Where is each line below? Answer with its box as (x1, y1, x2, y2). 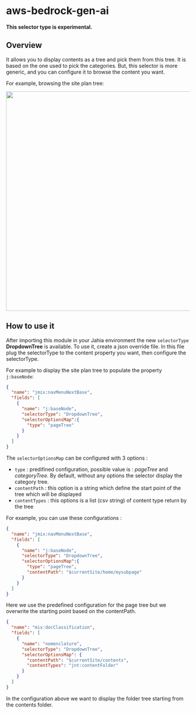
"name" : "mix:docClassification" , (11, 625, 95, 631)
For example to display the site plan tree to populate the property (6, 367, 162, 374)
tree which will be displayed (14, 491, 82, 498)
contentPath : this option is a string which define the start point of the (14, 484, 181, 492)
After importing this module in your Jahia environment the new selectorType (6, 336, 189, 343)
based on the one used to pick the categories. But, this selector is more (6, 62, 178, 69)
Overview (6, 40, 43, 50)
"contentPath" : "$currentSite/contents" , (27, 657, 129, 663)
